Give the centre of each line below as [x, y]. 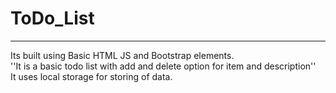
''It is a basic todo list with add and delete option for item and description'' [163, 66]
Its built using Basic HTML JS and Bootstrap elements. [122, 55]
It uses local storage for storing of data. [91, 76]
